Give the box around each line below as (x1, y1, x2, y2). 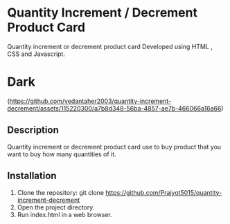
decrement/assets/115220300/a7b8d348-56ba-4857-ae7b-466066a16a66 (7, 104, 222, 112)
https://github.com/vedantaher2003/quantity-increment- (9, 97, 172, 105)
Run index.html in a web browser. (17, 210, 112, 218)
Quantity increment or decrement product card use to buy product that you (7, 142, 222, 151)
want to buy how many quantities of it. (7, 150, 116, 158)
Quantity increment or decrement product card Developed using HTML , (7, 42, 213, 50)
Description (7, 124, 59, 136)
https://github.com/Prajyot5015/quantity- (105, 188, 222, 196)
